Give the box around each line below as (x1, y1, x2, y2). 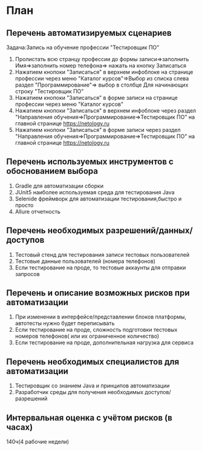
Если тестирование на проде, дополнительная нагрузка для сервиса (15, 339, 194, 346)
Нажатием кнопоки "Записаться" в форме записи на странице (15, 94, 178, 101)
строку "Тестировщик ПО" (15, 88, 84, 94)
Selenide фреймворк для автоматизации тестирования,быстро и (15, 195, 182, 202)
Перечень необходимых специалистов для (6, 357, 180, 367)
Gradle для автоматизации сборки (15, 182, 104, 189)
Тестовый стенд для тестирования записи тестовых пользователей (15, 251, 189, 258)
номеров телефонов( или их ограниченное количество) (15, 332, 160, 340)
